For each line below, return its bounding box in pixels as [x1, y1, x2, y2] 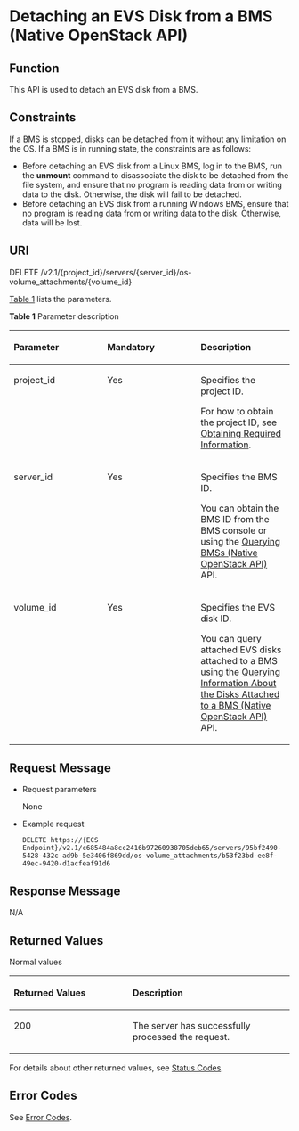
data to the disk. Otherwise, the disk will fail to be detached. [21, 189, 242, 200]
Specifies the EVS [200, 601, 276, 613]
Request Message [9, 760, 111, 776]
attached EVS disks [200, 643, 282, 656]
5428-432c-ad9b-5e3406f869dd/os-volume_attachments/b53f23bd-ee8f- [21, 851, 278, 861]
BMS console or [200, 524, 267, 537]
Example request [21, 818, 85, 830]
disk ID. [200, 612, 232, 625]
